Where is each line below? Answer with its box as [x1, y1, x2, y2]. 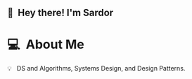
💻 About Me [7, 36, 84, 52]
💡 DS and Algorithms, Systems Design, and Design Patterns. [7, 64, 186, 73]
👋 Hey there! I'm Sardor [7, 7, 114, 19]
